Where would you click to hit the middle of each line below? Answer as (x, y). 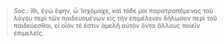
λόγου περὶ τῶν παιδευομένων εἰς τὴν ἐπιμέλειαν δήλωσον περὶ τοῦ (115, 18)
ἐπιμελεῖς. (28, 33)
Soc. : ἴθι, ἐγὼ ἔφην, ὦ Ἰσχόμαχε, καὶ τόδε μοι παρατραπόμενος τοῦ (113, 11)
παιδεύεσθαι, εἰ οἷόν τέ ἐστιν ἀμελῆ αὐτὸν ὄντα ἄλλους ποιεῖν (107, 25)
